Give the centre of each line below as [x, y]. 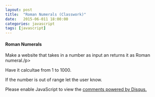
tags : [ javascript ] [26, 28]
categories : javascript [30, 24]
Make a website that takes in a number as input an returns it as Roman [78, 55]
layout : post [19, 10]
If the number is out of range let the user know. [54, 80]
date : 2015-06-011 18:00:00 [37, 19]
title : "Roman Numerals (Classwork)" [46, 14]
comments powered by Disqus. [115, 90]
